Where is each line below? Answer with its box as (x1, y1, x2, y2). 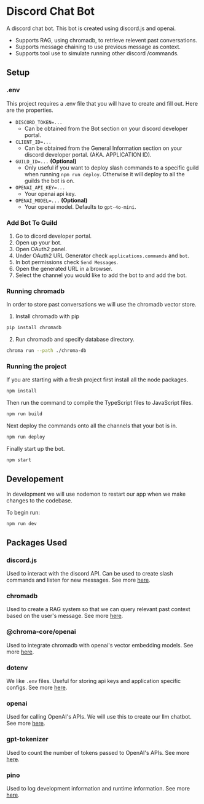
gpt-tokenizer (6, 735, 49, 744)
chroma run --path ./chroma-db (6, 348, 87, 354)
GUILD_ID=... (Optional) (15, 157, 77, 165)
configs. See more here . (6, 684, 68, 692)
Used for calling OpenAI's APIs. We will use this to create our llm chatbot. (6, 713, 192, 720)
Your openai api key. (24, 190, 76, 197)
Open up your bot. (15, 238, 62, 246)
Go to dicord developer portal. (15, 232, 92, 240)
